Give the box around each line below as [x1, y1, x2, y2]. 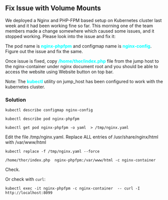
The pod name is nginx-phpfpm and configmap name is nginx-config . [5, 43, 152, 49]
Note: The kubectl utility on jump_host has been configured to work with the [5, 78, 163, 84]
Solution [5, 96, 27, 103]
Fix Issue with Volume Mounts [5, 4, 101, 13]
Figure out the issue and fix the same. [5, 48, 83, 54]
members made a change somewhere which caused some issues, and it [5, 28, 154, 34]
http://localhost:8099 [5, 190, 53, 195]
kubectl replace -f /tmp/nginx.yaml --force [5, 149, 100, 154]
